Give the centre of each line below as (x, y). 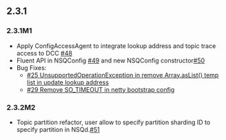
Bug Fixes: (31, 67)
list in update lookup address (68, 82)
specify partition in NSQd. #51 (58, 129)
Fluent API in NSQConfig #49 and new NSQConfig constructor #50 (111, 60)
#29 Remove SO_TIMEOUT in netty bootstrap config (101, 89)
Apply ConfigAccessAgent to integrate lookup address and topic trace (116, 46)
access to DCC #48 (44, 53)
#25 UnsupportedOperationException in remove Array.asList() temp (123, 75)
